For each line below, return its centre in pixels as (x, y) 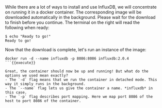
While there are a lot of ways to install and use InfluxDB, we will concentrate (81, 7)
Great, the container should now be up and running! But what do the (77, 71)
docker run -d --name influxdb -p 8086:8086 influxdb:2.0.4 (67, 59)
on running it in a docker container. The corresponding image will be (73, 12)
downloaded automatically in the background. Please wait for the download (81, 17)
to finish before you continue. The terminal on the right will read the (72, 22)
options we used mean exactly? (37, 76)
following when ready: (27, 28)
